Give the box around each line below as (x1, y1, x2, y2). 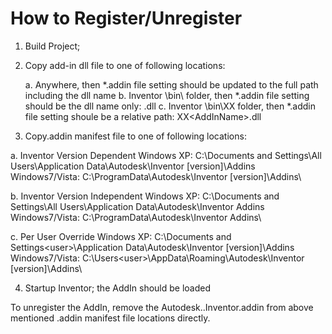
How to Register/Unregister (10, 7, 243, 30)
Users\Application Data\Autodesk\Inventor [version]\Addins (10, 160, 256, 172)
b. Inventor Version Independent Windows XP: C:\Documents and (10, 190, 280, 202)
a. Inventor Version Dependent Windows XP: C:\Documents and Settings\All (10, 149, 322, 161)
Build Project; (24, 40, 81, 52)
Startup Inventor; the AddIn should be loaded (24, 282, 212, 294)
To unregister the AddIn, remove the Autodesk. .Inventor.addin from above (10, 301, 314, 313)
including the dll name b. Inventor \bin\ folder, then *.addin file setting (24, 89, 310, 101)
